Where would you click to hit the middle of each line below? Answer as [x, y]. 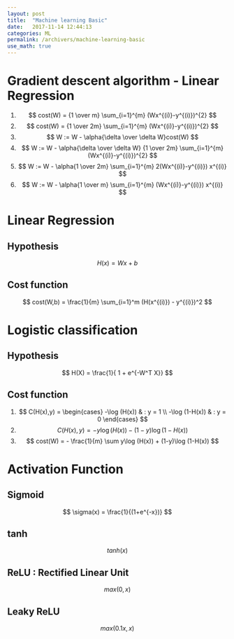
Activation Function [65, 469]
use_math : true [29, 46]
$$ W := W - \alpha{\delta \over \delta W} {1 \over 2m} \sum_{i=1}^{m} [123, 148]
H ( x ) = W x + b [117, 262]
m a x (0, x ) [117, 589]
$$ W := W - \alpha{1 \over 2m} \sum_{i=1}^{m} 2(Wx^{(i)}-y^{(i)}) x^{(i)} [123, 166]
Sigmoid [25, 495]
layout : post [26, 14]
